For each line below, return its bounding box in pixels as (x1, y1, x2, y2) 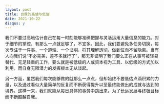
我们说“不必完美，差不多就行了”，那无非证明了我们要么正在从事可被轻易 (13, 53, 159, 59)
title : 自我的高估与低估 (5, 12, 50, 17)
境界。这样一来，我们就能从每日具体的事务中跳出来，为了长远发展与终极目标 (5, 88, 159, 94)
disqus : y (5, 21, 25, 26)
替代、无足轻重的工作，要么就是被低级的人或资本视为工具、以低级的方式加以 (5, 59, 159, 65)
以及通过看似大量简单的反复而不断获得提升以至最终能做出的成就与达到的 (13, 82, 159, 88)
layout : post (5, 7, 32, 12)
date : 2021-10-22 (5, 16, 41, 21)
